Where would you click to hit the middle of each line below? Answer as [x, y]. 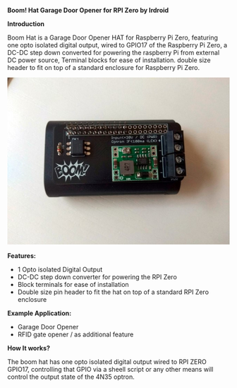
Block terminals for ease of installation [73, 284]
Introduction [26, 24]
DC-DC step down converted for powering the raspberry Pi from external [114, 53]
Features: [22, 256]
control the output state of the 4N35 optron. [71, 377]
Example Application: [39, 313]
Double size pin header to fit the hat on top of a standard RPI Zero [113, 292]
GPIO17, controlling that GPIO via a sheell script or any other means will [110, 369]
